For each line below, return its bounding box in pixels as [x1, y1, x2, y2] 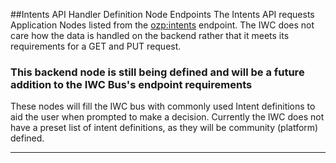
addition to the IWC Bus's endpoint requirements [10, 77, 253, 91]
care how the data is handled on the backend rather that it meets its [10, 30, 290, 41]
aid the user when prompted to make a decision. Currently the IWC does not [10, 111, 325, 123]
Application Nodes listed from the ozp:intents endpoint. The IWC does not [10, 19, 315, 31]
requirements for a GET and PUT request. [10, 40, 182, 52]
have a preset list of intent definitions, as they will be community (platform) [10, 122, 319, 134]
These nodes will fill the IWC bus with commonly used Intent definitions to [10, 100, 316, 113]
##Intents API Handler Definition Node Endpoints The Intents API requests [10, 9, 315, 20]
